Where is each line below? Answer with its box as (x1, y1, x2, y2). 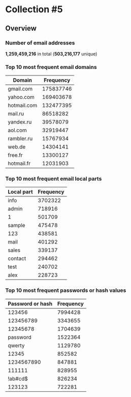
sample (8, 222, 25, 229)
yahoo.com (8, 93, 35, 101)
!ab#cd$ (8, 375, 28, 382)
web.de (8, 143, 26, 151)
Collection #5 (5, 4, 63, 15)
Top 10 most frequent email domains (5, 63, 97, 70)
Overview (5, 24, 37, 33)
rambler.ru (8, 135, 33, 142)
